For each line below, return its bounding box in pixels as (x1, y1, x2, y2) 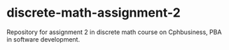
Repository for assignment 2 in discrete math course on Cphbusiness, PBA (6, 28, 222, 36)
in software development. (6, 35, 81, 43)
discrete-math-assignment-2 (6, 5, 181, 21)
